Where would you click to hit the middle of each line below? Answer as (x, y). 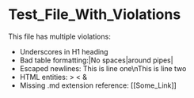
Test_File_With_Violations (95, 15)
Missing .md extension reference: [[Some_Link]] (98, 85)
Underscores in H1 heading (64, 51)
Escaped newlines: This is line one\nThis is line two (103, 68)
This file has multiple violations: (59, 36)
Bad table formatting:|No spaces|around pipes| (96, 60)
